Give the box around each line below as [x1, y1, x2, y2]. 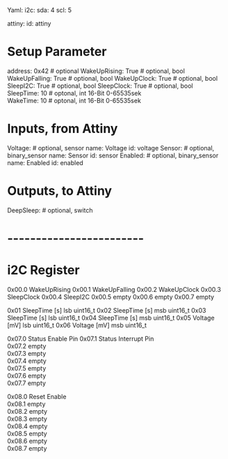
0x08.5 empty [7, 429, 47, 437]
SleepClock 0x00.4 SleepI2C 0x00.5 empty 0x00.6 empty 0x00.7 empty [7, 293, 214, 301]
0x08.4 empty [7, 421, 48, 430]
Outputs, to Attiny [7, 183, 113, 199]
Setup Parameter [7, 44, 107, 60]
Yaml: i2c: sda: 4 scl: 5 [7, 6, 72, 14]
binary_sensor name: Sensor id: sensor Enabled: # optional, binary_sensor [7, 151, 219, 160]
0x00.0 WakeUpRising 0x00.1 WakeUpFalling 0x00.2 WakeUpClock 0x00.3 [7, 285, 221, 293]
